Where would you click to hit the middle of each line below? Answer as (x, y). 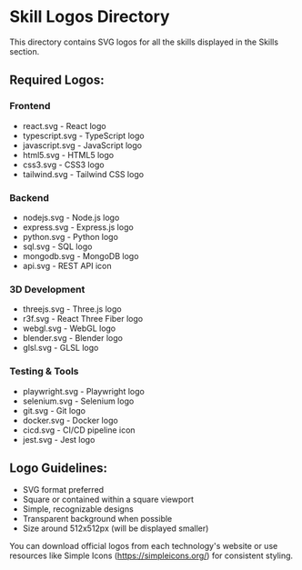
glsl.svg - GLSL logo (60, 348)
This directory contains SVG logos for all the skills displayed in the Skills (144, 42)
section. (25, 51)
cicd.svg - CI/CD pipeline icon (79, 430)
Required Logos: (57, 80)
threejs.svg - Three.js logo (72, 309)
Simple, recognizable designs (78, 509)
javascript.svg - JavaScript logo (82, 145)
